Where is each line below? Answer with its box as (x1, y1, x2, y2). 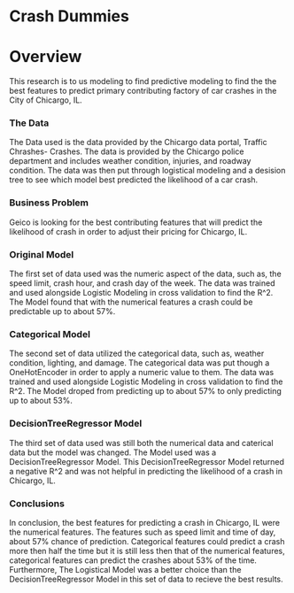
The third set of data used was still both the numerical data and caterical (9, 437, 274, 448)
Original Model (9, 248, 74, 260)
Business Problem (9, 196, 89, 209)
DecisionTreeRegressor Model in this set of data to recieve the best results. (9, 574, 283, 584)
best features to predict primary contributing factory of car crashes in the (9, 86, 277, 96)
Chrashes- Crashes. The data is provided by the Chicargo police (9, 146, 244, 157)
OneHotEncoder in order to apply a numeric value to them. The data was (9, 367, 275, 378)
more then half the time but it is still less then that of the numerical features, (9, 545, 285, 556)
